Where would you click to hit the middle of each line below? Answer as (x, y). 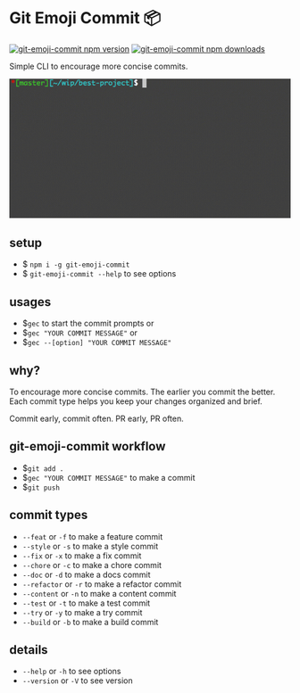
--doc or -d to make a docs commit (86, 574)
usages (30, 302)
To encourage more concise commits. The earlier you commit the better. (142, 392)
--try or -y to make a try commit (82, 612)
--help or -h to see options (71, 672)
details (29, 650)
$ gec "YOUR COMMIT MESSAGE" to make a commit (108, 477)
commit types (49, 515)
